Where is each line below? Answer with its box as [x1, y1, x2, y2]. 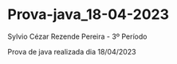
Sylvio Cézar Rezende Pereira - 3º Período [7, 32, 147, 41]
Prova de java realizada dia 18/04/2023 [7, 47, 136, 56]
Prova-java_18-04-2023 [7, 6, 169, 24]
